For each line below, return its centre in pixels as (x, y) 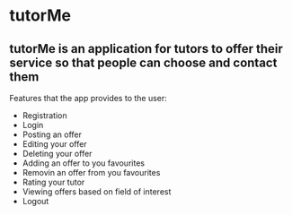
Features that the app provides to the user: (88, 98)
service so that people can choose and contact (143, 62)
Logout (35, 201)
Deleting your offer (57, 154)
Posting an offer (52, 134)
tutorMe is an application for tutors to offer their (146, 49)
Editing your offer (54, 144)
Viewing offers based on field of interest (97, 192)
